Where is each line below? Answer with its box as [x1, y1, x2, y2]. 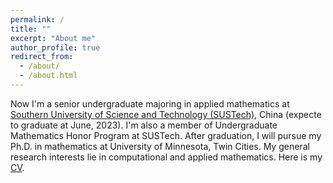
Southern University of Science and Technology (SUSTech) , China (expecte [10, 108, 322, 120]
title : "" [10, 24, 52, 34]
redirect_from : [10, 52, 74, 62]
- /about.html [19, 71, 78, 81]
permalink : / [10, 14, 65, 25]
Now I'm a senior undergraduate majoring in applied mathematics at [10, 97, 290, 110]
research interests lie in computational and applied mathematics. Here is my [10, 151, 323, 163]
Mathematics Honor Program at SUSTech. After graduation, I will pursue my [10, 129, 322, 141]
